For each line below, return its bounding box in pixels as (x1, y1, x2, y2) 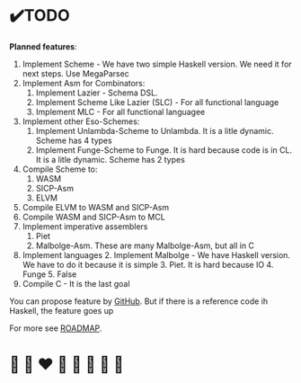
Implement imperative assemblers (22, 220, 148, 232)
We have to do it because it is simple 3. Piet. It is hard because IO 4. (22, 259, 274, 270)
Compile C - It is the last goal (22, 278, 130, 289)
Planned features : (9, 40, 78, 52)
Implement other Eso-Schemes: (22, 116, 140, 127)
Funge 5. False (22, 269, 77, 280)
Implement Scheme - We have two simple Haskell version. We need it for (22, 58, 292, 69)
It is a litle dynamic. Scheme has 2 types (35, 154, 186, 165)
